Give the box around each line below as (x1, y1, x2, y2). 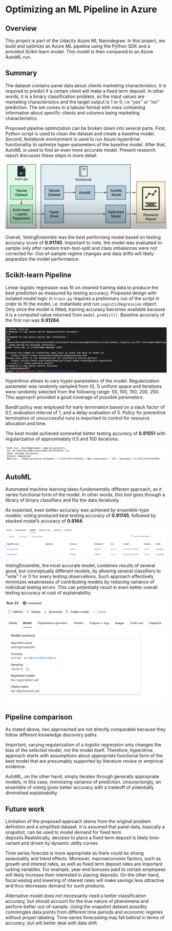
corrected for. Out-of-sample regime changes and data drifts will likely (5, 250, 154, 257)
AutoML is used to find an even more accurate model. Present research (5, 147, 156, 153)
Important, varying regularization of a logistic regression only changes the (5, 742, 161, 748)
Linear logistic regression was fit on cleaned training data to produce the (5, 284, 159, 290)
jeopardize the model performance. (5, 256, 80, 262)
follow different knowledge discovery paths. (5, 732, 98, 738)
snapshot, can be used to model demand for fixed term (5, 829, 122, 836)
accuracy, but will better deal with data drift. (5, 920, 98, 926)
